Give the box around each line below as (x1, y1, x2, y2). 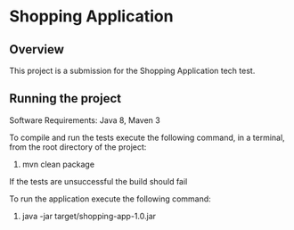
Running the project (9, 91, 122, 106)
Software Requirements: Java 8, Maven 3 (9, 114, 160, 126)
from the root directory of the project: (9, 141, 147, 152)
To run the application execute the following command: (9, 193, 211, 204)
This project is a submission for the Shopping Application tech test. (9, 65, 256, 76)
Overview (9, 42, 65, 57)
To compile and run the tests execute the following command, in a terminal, (9, 132, 285, 143)
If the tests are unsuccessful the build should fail (9, 176, 188, 186)
